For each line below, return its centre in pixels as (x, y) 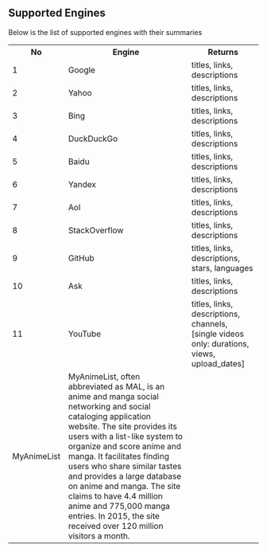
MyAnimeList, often (104, 376)
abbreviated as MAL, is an (116, 386)
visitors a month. (99, 535)
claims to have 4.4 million (115, 495)
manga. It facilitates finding (118, 456)
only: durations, (220, 343)
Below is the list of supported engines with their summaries (105, 32)
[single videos (218, 334)
